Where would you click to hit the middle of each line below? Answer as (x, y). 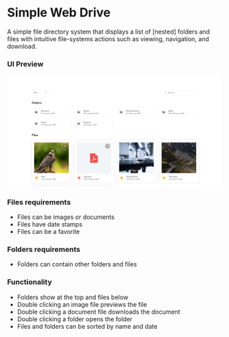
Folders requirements (44, 249)
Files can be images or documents (66, 217)
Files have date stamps (50, 224)
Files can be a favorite (48, 231)
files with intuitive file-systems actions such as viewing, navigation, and (108, 38)
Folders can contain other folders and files (77, 264)
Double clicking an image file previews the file (82, 304)
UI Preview (25, 64)
